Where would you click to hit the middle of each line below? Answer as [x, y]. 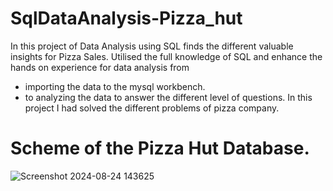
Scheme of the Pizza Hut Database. [160, 148]
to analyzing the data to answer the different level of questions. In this [168, 97]
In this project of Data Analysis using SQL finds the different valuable [152, 46]
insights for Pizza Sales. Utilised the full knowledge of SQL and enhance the [166, 56]
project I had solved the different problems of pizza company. [152, 108]
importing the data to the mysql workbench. [115, 86]
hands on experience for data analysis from [100, 67]
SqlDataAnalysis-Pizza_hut [126, 18]
